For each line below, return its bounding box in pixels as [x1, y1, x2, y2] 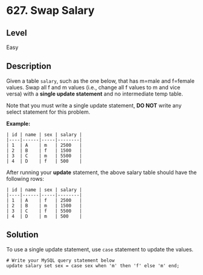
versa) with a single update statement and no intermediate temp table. [6, 90, 183, 97]
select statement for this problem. [6, 108, 91, 115]
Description [6, 61, 51, 71]
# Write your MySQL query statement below [6, 257, 115, 264]
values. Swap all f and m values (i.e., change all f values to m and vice [6, 83, 181, 91]
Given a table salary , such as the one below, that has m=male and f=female [6, 77, 195, 85]
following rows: [6, 175, 44, 182]
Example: [6, 120, 31, 127]
